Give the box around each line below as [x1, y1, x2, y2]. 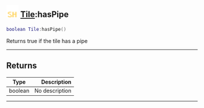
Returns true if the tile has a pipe [6, 37, 88, 44]
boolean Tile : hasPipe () [6, 26, 67, 32]
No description [34, 87, 72, 95]
